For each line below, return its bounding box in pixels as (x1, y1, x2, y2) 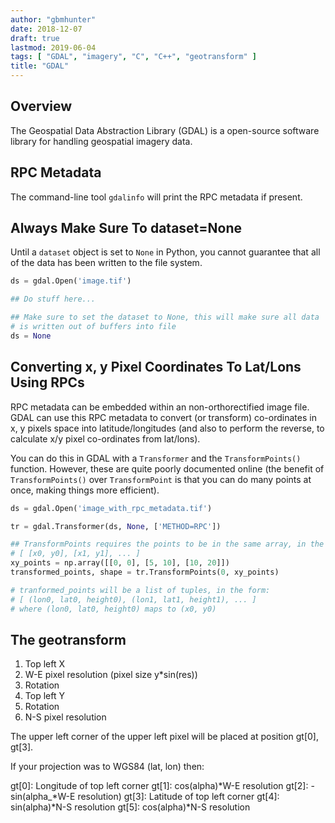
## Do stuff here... (10, 294, 97, 305)
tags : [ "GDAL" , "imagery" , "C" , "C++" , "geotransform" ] (10, 52, 257, 62)
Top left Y (24, 690, 65, 702)
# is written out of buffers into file (10, 322, 177, 332)
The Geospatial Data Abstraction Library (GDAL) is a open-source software (10, 124, 320, 136)
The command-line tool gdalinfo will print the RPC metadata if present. (10, 191, 303, 203)
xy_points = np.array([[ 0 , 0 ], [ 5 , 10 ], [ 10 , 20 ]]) (10, 558, 230, 568)
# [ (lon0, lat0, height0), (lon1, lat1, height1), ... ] (10, 594, 257, 605)
